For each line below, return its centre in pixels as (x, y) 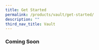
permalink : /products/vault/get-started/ (50, 15)
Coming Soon (22, 42)
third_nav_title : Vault (30, 24)
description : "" (22, 19)
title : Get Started (26, 10)
